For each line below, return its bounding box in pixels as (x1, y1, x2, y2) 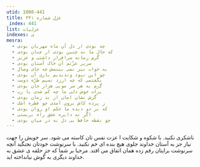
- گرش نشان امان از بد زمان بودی (12, 94, 97, 100)
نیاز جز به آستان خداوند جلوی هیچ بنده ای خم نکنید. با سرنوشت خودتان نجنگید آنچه (6, 140, 191, 147)
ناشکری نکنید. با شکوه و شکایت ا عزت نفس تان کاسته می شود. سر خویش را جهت (6, 134, 194, 141)
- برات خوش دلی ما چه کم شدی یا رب (12, 89, 103, 95)
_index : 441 (6, 20, 37, 26)
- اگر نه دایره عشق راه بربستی (12, 111, 92, 117)
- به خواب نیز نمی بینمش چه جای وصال (12, 65, 108, 72)
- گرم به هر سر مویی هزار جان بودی (12, 83, 103, 89)
